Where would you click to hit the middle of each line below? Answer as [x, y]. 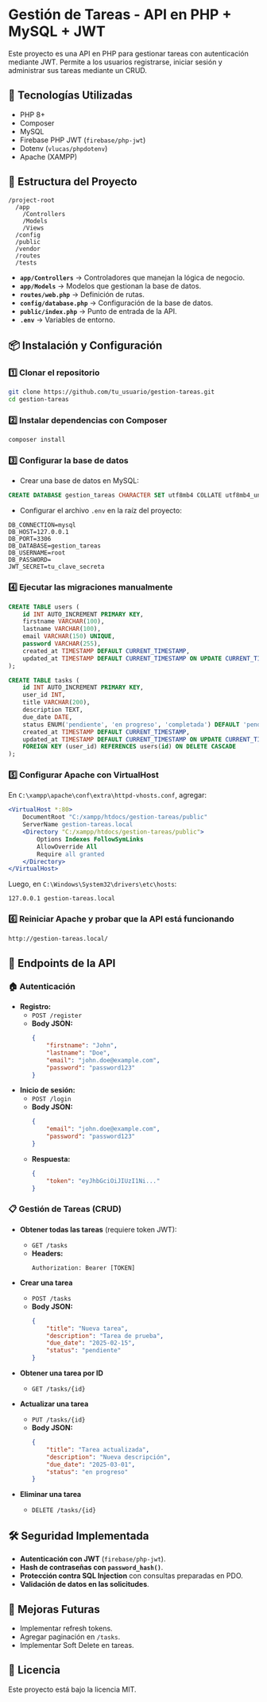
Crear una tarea [46, 1282]
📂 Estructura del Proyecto [73, 182]
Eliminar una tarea [50, 1495]
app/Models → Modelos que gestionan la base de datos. [110, 286]
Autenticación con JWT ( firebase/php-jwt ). [93, 1559]
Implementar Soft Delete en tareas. [77, 1645]
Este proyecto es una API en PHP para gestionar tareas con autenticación [128, 53]
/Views [33, 228]
